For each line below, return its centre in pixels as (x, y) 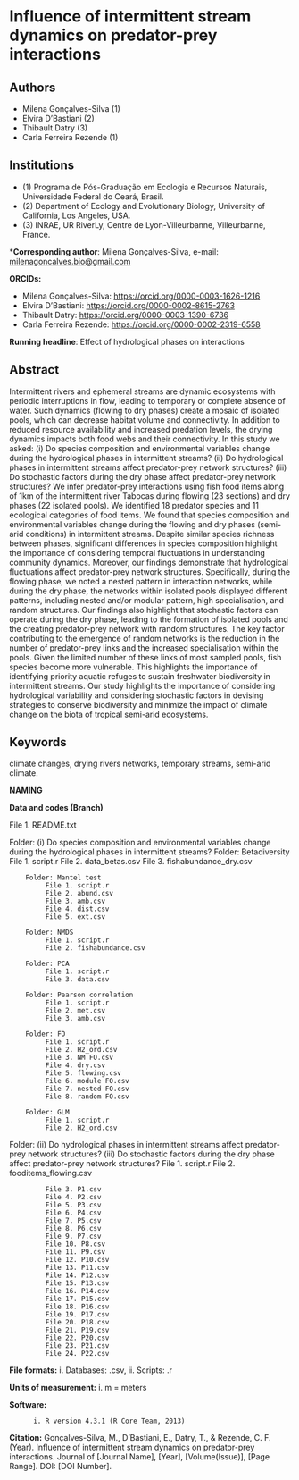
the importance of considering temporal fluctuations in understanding (137, 552)
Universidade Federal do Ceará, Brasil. (93, 196)
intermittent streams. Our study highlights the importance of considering (142, 685)
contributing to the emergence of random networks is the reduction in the (145, 638)
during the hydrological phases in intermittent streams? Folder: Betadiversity (149, 852)
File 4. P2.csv (73, 1198)
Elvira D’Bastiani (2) (58, 118)
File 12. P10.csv (77, 1260)
